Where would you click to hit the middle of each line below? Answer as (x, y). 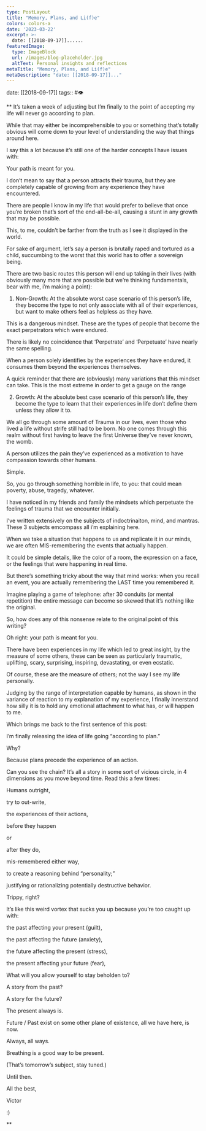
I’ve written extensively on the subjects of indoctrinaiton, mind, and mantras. (103, 521)
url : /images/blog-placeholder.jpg (57, 58)
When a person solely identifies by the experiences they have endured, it (99, 360)
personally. (21, 681)
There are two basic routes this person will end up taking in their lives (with (101, 274)
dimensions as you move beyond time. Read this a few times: (83, 778)
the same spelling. (29, 349)
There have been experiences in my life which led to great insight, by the (98, 650)
